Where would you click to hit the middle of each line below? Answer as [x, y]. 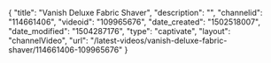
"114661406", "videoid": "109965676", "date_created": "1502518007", [134, 22]
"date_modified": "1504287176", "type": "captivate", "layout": [120, 31]
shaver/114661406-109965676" [66, 50]
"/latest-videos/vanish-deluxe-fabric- [159, 40]
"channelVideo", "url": [49, 40]
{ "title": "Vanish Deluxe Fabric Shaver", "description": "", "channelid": [135, 13]
